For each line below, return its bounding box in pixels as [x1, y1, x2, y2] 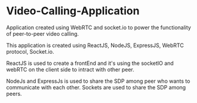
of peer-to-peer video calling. [6, 30, 79, 37]
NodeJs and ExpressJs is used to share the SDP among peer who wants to [6, 77, 190, 85]
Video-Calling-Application [6, 4, 140, 18]
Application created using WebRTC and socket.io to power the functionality [6, 24, 191, 31]
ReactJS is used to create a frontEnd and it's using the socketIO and [6, 60, 174, 67]
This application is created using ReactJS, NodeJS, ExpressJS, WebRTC [6, 42, 184, 49]
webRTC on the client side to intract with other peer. [6, 65, 134, 73]
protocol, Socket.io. [6, 48, 54, 55]
